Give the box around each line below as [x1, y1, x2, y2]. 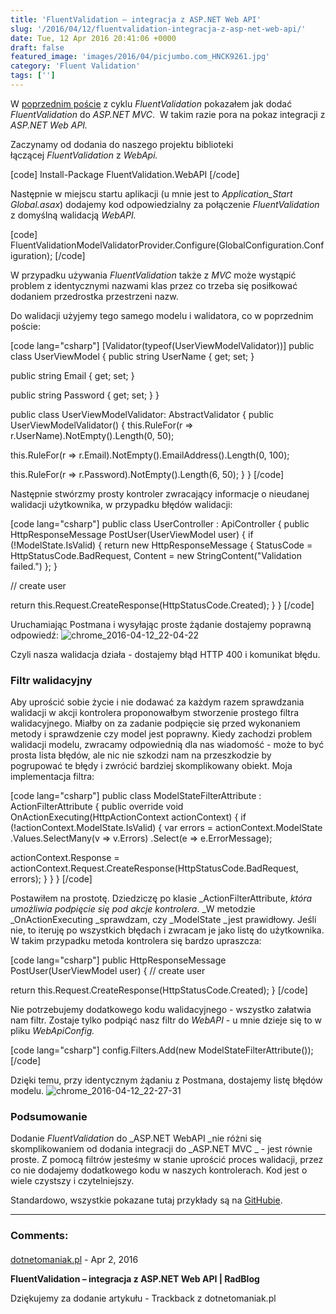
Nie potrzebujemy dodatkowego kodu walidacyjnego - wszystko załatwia [10, 1004, 312, 1016]
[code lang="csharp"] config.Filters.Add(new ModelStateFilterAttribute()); [10, 1044, 314, 1056]
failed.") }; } [10, 560, 58, 572]
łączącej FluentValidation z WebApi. [10, 149, 158, 161]
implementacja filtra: [10, 771, 95, 783]
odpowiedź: [10, 629, 60, 641]
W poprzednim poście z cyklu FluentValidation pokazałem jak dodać [10, 97, 293, 110]
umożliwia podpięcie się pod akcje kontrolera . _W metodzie [10, 903, 256, 915]
